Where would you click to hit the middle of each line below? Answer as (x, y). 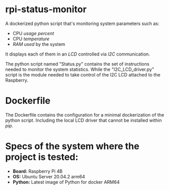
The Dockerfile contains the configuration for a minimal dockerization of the (85, 115)
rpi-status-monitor (46, 9)
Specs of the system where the (72, 146)
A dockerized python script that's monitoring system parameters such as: (82, 23)
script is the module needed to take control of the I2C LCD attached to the (83, 74)
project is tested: (42, 157)
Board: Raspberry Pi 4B (37, 171)
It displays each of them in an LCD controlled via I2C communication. (78, 54)
